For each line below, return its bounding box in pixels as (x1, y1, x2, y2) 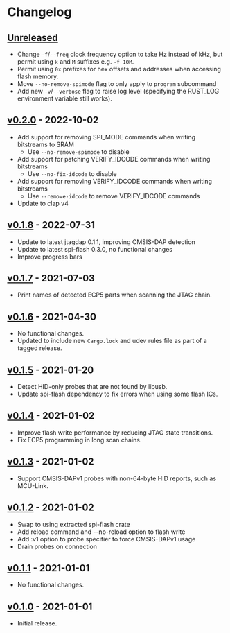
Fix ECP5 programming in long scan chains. (17, 435, 142, 444)
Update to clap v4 (17, 199, 69, 207)
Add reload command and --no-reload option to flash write (17, 528, 186, 536)
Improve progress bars (17, 252, 82, 261)
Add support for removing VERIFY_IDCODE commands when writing (17, 177, 213, 185)
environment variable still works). (17, 94, 112, 103)
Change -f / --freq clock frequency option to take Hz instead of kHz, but (17, 50, 223, 58)
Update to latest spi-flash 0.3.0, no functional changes (17, 245, 173, 253)
